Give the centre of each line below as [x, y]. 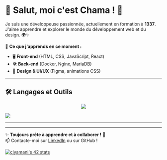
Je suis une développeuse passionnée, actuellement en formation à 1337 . [81, 24]
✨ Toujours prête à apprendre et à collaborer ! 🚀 [55, 135]
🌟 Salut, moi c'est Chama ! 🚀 [64, 10]
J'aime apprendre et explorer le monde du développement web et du [76, 29]
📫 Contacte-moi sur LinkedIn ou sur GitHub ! [51, 140]
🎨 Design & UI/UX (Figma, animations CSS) [56, 71]
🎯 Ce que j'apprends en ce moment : [43, 46]
